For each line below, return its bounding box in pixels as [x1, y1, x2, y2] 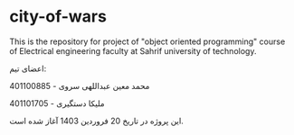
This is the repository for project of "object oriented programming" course [9, 36, 286, 47]
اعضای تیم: [9, 63, 47, 74]
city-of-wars [9, 6, 107, 27]
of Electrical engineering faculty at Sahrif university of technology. [9, 45, 257, 56]
